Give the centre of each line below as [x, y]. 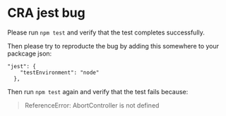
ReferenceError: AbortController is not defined [92, 105]
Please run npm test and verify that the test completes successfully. [106, 32]
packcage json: [30, 53]
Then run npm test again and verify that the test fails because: [98, 91]
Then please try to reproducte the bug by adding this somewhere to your [113, 46]
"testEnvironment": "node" [60, 72]
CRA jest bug [47, 13]
